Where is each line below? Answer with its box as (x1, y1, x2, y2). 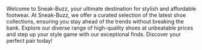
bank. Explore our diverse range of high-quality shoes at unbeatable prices (6, 24, 194, 31)
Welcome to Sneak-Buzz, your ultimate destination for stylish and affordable (6, 5, 197, 12)
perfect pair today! (6, 37, 53, 44)
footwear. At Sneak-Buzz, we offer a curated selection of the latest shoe (6, 11, 186, 19)
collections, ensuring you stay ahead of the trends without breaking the (6, 18, 184, 25)
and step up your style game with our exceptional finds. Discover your (6, 31, 181, 38)
